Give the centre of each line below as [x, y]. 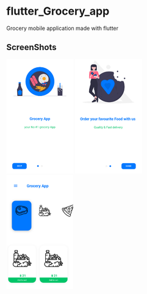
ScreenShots [31, 47]
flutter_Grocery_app [58, 11]
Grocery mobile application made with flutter [63, 28]
